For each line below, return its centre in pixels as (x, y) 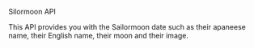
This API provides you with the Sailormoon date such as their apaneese (127, 27)
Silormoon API (32, 12)
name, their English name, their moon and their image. (98, 36)
